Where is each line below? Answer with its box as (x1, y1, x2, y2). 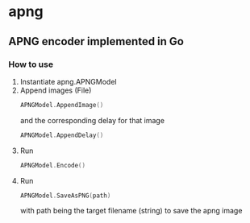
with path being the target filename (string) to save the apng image (19, 206, 243, 216)
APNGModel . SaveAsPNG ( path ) (19, 192, 111, 200)
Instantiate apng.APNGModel (19, 76, 117, 86)
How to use (8, 59, 54, 70)
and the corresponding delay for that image (19, 115, 165, 125)
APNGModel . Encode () (19, 161, 86, 169)
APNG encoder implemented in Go (8, 35, 184, 48)
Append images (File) (19, 85, 92, 95)
